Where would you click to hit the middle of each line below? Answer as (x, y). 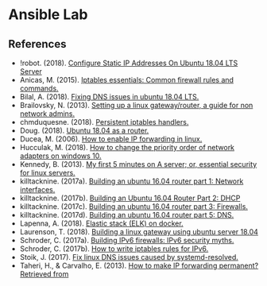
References (37, 44)
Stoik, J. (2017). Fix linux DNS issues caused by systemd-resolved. (129, 257)
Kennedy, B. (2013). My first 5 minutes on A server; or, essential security (138, 164)
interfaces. (37, 189)
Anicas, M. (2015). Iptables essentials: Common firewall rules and (127, 80)
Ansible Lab (48, 15)
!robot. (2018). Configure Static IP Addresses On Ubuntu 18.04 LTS (129, 63)
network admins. (47, 114)
